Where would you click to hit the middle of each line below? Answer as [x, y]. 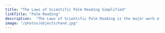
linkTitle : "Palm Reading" [33, 14]
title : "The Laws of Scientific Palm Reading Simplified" [66, 9]
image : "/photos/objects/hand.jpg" [41, 23]
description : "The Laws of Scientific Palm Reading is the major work [80, 18]
